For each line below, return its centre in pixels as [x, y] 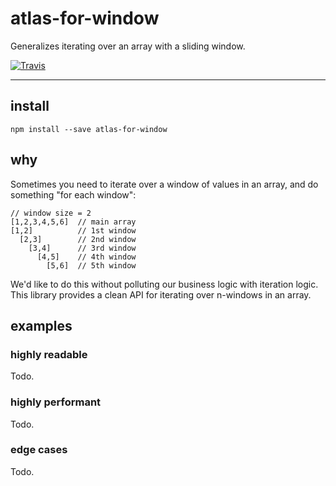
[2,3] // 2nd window [78, 239]
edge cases [39, 450]
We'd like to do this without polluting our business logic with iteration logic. [164, 284]
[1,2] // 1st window [73, 230]
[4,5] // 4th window [86, 257]
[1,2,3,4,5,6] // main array [73, 222]
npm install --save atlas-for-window [89, 129]
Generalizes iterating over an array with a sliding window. [128, 46]
